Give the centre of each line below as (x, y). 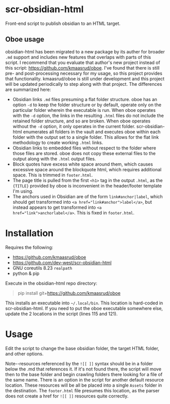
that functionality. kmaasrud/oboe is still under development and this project (85, 79)
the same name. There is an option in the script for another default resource (84, 380)
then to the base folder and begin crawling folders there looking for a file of (84, 374)
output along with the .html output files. (54, 159)
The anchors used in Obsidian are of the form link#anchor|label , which (88, 196)
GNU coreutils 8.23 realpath (42, 268)
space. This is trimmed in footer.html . (53, 175)
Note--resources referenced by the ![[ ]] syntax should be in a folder (79, 363)
